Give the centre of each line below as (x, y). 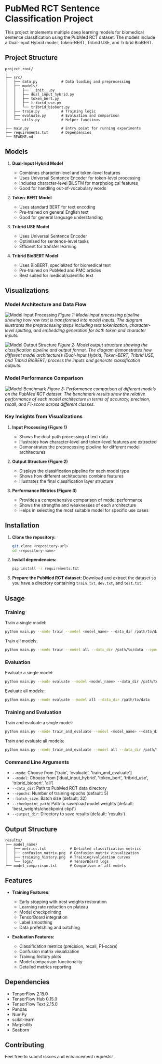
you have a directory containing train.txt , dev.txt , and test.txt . (77, 583)
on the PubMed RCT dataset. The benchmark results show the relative (75, 394)
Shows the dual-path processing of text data (63, 436)
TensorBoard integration (43, 917)
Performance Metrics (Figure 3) (44, 491)
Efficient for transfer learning (48, 246)
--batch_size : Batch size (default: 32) (49, 798)
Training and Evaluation (33, 712)
